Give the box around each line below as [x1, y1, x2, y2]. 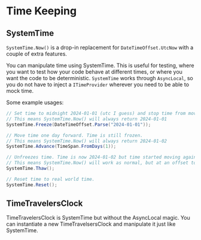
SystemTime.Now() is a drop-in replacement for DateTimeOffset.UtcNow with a [6, 44, 194, 51]
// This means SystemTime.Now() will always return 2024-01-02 [6, 138, 167, 144]
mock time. [6, 87, 34, 94]
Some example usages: [6, 99, 64, 106]
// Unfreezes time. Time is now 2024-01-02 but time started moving [6, 154, 181, 160]
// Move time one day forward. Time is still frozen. [6, 132, 144, 138]
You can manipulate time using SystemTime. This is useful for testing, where [6, 62, 194, 69]
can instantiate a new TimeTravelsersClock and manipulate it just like [6, 220, 176, 228]
